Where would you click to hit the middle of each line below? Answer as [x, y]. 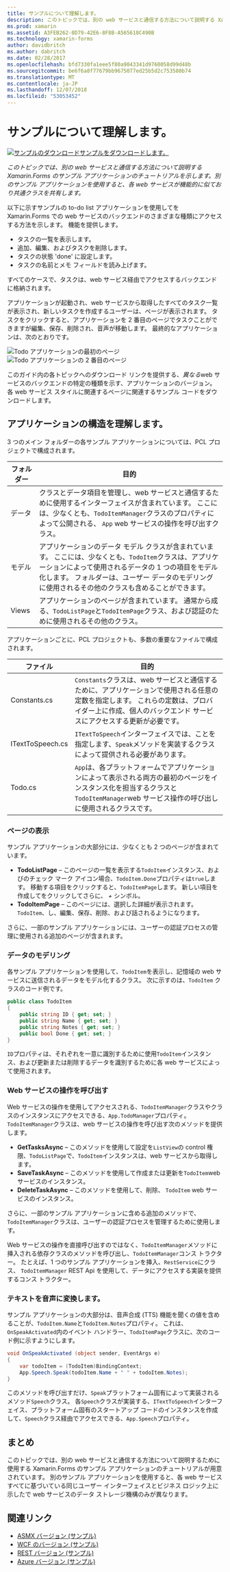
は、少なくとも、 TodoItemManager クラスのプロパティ [123, 513]
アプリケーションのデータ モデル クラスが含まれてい [123, 546]
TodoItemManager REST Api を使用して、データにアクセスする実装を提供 [121, 1270]
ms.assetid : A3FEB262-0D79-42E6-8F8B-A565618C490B [81, 33]
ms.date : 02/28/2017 [37, 58]
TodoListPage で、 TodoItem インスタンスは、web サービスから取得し [123, 1155]
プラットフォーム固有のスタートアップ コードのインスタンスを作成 [124, 1410]
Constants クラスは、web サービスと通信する [146, 679]
